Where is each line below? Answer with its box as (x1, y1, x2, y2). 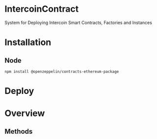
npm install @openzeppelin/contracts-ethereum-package (4, 69, 119, 74)
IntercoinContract (4, 3, 79, 15)
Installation (4, 37, 52, 48)
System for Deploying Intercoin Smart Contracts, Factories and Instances (4, 20, 153, 25)
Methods (4, 127, 33, 136)
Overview (4, 108, 45, 119)
